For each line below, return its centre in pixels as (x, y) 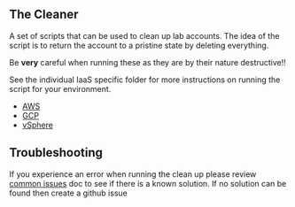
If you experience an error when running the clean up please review (133, 174)
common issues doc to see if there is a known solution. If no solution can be (148, 183)
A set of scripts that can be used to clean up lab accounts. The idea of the (144, 35)
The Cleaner (44, 15)
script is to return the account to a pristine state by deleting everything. (139, 45)
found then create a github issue (69, 193)
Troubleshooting (56, 153)
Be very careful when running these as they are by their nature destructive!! (147, 62)
